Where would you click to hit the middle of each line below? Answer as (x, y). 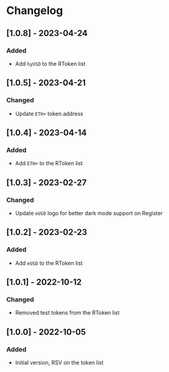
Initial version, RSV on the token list (59, 363)
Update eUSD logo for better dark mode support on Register (89, 213)
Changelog (35, 11)
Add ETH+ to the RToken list (49, 163)
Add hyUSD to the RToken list (50, 63)
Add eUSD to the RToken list (49, 263)
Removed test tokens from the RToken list (67, 313)
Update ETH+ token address (49, 113)
